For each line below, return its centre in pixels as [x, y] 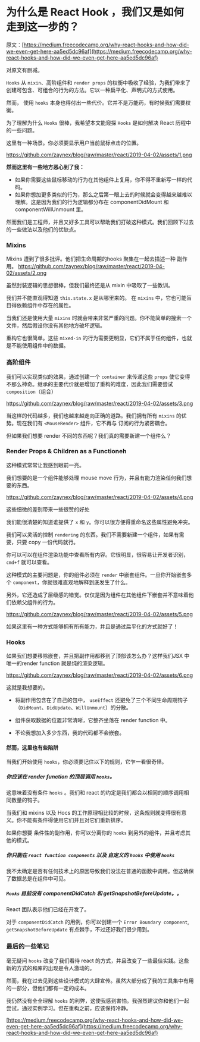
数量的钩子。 [27, 800]
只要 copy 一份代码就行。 [48, 542]
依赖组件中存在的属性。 [45, 305]
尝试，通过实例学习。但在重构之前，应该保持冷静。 [69, 1008]
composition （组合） [31, 391]
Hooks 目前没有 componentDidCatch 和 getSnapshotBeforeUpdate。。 [94, 893]
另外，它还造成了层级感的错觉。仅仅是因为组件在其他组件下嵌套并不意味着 [97, 595]
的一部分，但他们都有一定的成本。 [48, 988]
